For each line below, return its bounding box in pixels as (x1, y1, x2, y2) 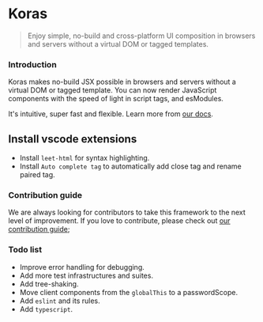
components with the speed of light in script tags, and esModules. (8, 94, 224, 104)
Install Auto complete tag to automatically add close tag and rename (19, 161, 242, 171)
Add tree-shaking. (19, 278, 79, 289)
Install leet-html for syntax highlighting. (19, 153, 150, 163)
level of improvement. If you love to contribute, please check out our (8, 216, 231, 225)
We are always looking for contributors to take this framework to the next (8, 207, 246, 218)
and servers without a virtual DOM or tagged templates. (27, 39, 209, 48)
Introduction (8, 59, 57, 70)
